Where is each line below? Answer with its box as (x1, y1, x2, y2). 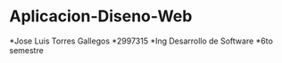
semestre (9, 44, 45, 55)
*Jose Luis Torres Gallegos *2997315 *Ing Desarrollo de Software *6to (9, 35, 274, 46)
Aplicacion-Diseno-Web (9, 6, 193, 27)
